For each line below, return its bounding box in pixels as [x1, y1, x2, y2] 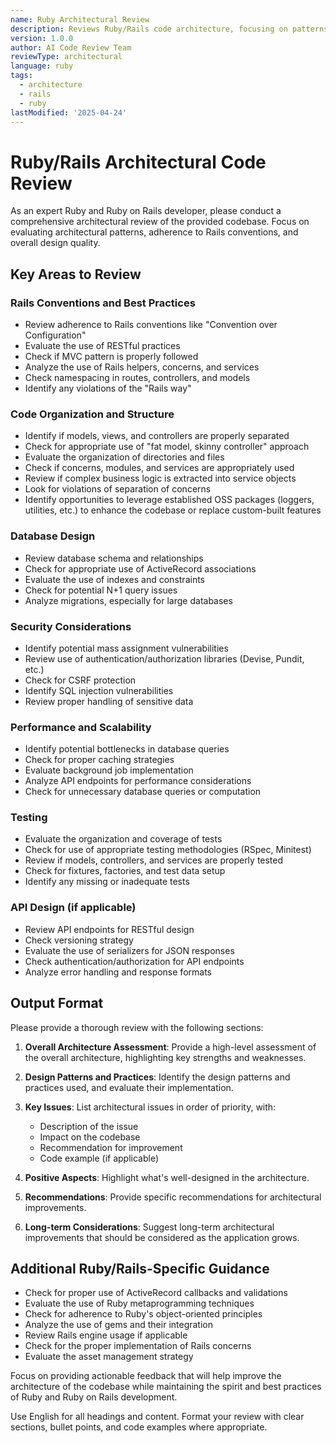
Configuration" [24, 329, 87, 341]
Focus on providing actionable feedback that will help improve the [10, 1370, 282, 1382]
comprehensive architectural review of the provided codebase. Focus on [10, 216, 310, 228]
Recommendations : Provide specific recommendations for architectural [24, 1191, 322, 1203]
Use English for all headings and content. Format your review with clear [10, 1411, 305, 1423]
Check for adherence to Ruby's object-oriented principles [24, 1308, 263, 1320]
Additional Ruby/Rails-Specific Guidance [10, 1260, 270, 1277]
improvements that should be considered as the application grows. [24, 1231, 300, 1243]
